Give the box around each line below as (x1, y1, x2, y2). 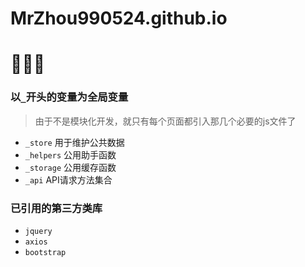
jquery (24, 226, 53, 236)
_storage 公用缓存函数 (24, 161, 117, 173)
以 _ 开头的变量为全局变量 (10, 90, 129, 104)
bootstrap (24, 247, 67, 257)
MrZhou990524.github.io (10, 7, 228, 30)
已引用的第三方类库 (10, 201, 103, 215)
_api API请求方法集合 (24, 173, 113, 186)
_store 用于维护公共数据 (24, 136, 125, 148)
